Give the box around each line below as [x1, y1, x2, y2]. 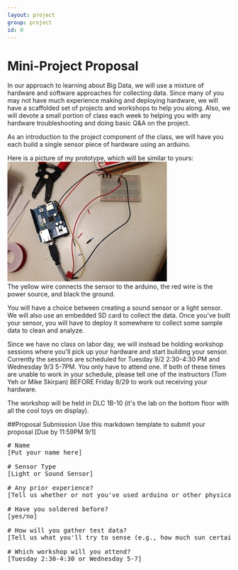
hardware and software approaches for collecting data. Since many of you [7, 89, 225, 97]
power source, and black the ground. [7, 290, 115, 298]
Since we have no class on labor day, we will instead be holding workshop [7, 340, 224, 349]
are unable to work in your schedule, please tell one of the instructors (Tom [7, 370, 227, 379]
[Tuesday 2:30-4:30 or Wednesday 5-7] [7, 555, 142, 563]
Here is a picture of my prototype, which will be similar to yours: [7, 154, 194, 162]
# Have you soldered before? [7, 505, 108, 513]
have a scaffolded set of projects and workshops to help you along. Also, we [7, 104, 231, 113]
